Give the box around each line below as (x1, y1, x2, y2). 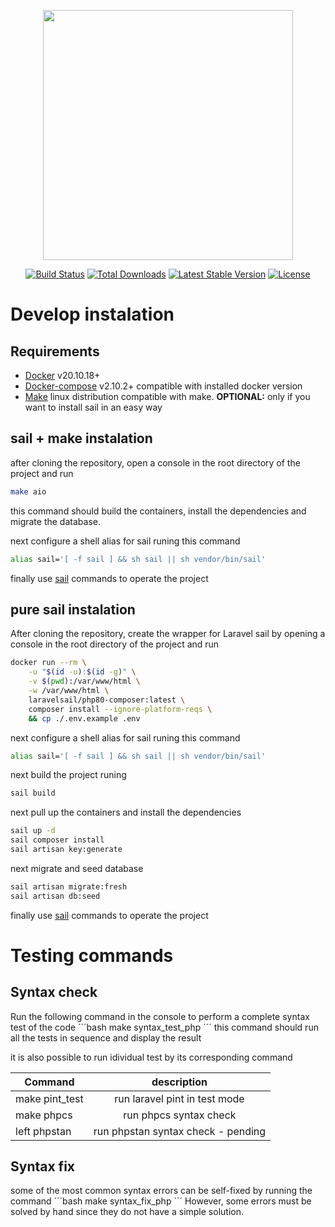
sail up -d (10, 826, 56, 836)
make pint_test (15, 1091, 84, 1105)
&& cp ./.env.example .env (28, 713, 141, 724)
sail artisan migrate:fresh (10, 881, 128, 892)
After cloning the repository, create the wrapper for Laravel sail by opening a (10, 628, 326, 640)
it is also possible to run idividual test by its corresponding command (10, 1051, 293, 1063)
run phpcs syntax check (123, 1108, 237, 1122)
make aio (10, 486, 47, 497)
